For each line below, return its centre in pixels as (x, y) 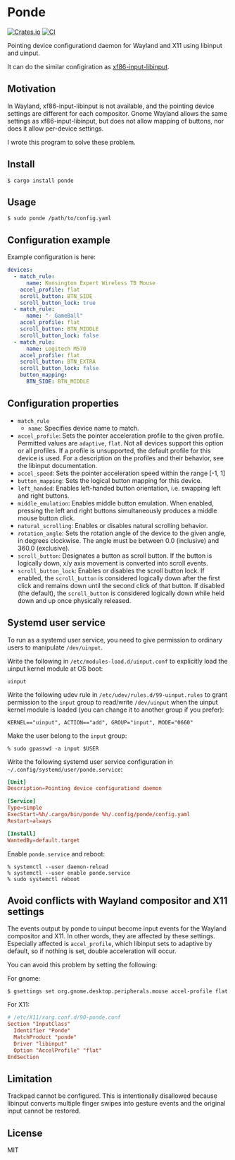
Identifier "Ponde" (42, 1031)
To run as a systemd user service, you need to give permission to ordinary (115, 640)
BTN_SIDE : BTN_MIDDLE (58, 382)
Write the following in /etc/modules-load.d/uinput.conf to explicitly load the (118, 661)
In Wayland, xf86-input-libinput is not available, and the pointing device (111, 106)
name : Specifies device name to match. (83, 428)
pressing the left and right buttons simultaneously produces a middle (117, 510)
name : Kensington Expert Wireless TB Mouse (91, 283)
